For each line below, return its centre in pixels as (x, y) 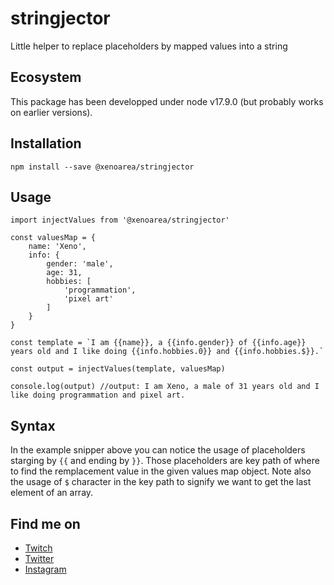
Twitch (38, 548)
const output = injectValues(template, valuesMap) (118, 369)
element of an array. (52, 493)
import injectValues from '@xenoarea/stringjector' (120, 220)
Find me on (45, 523)
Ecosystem (46, 77)
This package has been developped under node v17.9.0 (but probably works (167, 101)
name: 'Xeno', (57, 247)
